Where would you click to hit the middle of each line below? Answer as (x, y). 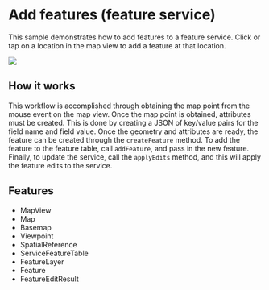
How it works (42, 86)
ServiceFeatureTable (54, 253)
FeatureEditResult (49, 279)
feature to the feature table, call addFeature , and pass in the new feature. (129, 148)
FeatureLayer (42, 261)
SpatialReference (49, 244)
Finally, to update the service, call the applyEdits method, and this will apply (135, 157)
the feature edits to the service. (60, 165)
